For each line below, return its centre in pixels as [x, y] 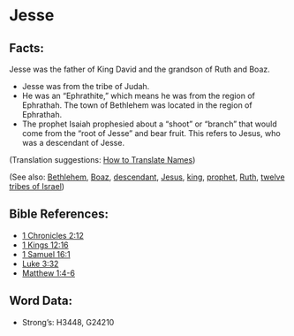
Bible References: [59, 214]
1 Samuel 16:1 [46, 254]
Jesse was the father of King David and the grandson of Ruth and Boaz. [140, 69]
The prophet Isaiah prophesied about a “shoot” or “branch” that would [150, 124]
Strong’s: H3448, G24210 [68, 322]
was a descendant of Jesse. [73, 143]
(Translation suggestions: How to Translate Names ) [102, 160]
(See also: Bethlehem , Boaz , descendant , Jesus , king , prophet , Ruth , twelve [147, 177]
